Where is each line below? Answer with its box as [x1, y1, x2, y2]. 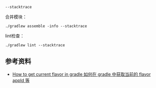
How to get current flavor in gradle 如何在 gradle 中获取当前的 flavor [12, 71, 151, 77]
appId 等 [12, 77, 30, 83]
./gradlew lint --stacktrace [5, 43, 65, 48]
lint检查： [5, 33, 25, 39]
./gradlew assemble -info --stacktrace [5, 24, 87, 29]
